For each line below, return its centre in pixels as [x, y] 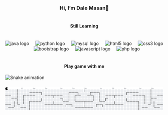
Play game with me [84, 66]
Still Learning [84, 26]
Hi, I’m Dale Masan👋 [84, 8]
